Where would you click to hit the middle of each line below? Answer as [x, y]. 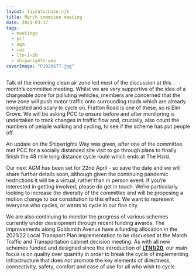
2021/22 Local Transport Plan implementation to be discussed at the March [97, 235]
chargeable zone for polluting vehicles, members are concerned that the [93, 95]
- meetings [25, 33]
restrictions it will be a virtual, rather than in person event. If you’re [86, 180]
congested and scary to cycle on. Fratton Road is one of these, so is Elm [93, 108]
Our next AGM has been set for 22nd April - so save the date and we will [93, 168]
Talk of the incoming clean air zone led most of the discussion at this [89, 83]
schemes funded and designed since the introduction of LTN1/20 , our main [97, 248]
